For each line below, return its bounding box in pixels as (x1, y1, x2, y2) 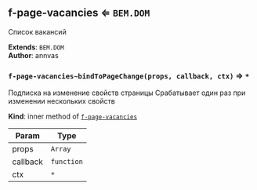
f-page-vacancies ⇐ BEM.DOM (8, 6, 150, 20)
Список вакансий (8, 27, 67, 36)
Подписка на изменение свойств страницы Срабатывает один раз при (8, 88, 246, 97)
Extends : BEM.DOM (8, 42, 64, 52)
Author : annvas (8, 50, 59, 60)
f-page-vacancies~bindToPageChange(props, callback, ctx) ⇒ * (8, 70, 250, 81)
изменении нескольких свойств (8, 97, 115, 106)
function (50, 157, 84, 166)
